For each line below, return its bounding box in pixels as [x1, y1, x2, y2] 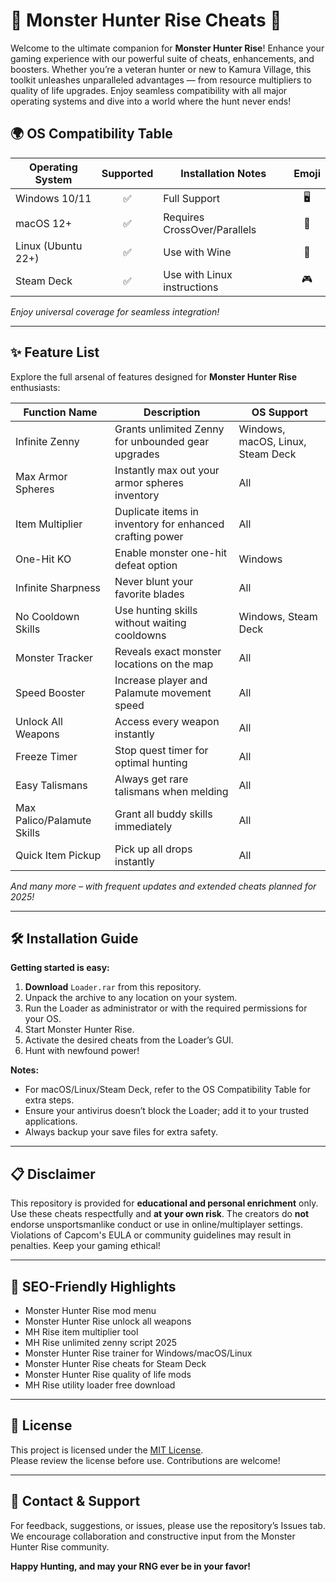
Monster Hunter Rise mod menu [24, 1305, 157, 1316]
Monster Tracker [15, 650, 94, 664]
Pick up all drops [114, 842, 193, 856]
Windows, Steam [238, 609, 318, 623]
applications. [24, 1115, 78, 1128]
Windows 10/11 [15, 192, 92, 206]
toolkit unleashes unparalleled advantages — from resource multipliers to [10, 74, 312, 86]
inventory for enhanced [114, 517, 225, 531]
